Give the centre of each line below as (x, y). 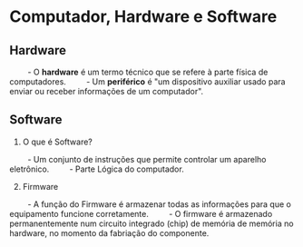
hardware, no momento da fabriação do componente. (109, 232)
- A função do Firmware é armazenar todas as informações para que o (159, 204)
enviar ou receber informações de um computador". (107, 91)
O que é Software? (58, 142)
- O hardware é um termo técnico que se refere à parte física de (147, 72)
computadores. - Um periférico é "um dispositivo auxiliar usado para (147, 82)
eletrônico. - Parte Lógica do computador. (97, 169)
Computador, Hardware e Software (143, 17)
